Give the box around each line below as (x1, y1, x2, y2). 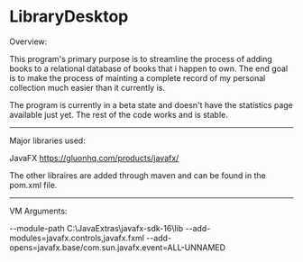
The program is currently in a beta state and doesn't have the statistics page (9, 99, 293, 110)
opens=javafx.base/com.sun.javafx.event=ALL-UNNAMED (9, 241, 226, 253)
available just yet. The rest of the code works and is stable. (9, 109, 228, 120)
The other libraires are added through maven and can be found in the (9, 169, 266, 181)
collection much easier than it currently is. (9, 82, 165, 93)
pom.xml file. (9, 179, 58, 190)
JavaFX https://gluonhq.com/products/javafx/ (9, 152, 179, 163)
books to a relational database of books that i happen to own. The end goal (9, 63, 289, 74)
